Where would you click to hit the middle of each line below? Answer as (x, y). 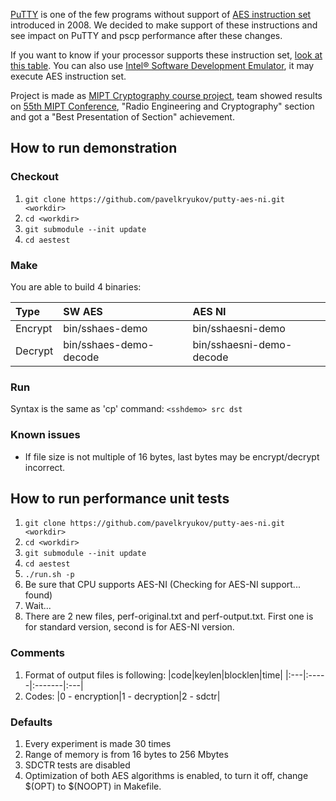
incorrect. (45, 467)
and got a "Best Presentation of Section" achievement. (122, 117)
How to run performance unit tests (120, 498)
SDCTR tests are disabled (77, 765)
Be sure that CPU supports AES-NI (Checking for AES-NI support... (162, 585)
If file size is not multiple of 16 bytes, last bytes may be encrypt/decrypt (172, 456)
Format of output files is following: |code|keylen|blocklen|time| (153, 675)
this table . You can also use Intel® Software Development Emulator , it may (162, 65)
